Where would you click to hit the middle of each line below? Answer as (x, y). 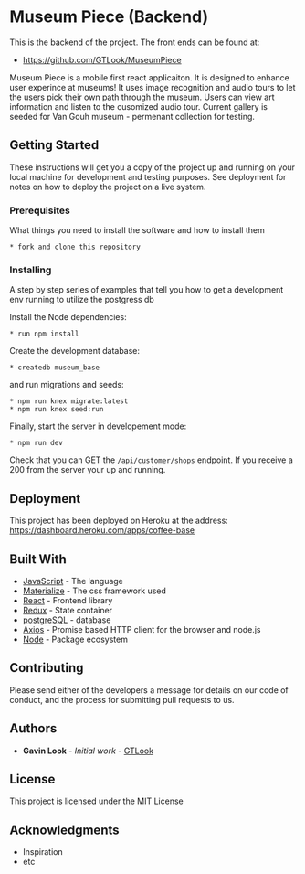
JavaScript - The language (73, 581)
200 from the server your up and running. (88, 470)
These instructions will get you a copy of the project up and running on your (152, 167)
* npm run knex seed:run (57, 410)
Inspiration (42, 852)
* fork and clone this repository (75, 247)
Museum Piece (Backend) (109, 17)
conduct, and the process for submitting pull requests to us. (122, 699)
